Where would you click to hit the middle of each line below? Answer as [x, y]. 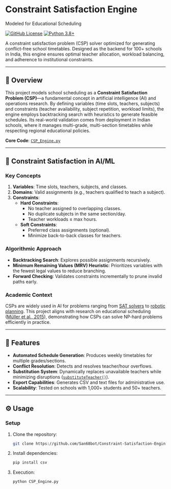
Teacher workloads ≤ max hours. [63, 219]
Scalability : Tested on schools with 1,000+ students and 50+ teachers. [87, 388]
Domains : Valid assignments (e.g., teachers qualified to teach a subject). [89, 192]
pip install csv [30, 462]
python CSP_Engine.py [35, 482]
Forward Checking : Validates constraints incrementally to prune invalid [87, 276]
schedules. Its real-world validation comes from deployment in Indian [78, 120]
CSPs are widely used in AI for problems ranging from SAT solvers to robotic [85, 306]
